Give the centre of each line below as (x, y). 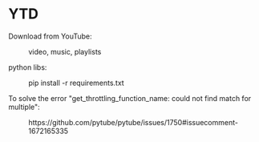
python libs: (28, 67)
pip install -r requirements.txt (76, 83)
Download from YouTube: (50, 36)
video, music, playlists (65, 51)
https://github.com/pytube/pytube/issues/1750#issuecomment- (134, 122)
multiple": (24, 107)
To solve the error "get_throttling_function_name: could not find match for (130, 98)
